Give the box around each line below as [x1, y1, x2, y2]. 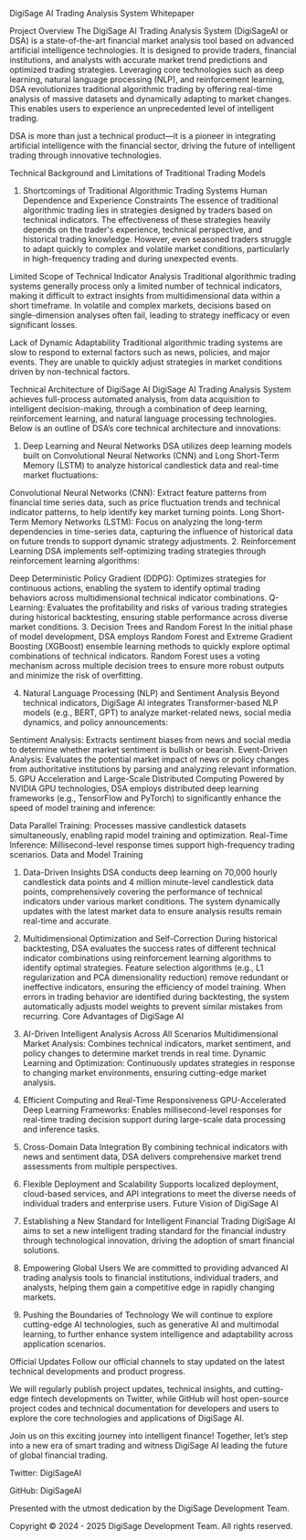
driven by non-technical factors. [9, 366, 131, 377]
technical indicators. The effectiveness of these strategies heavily [22, 215, 271, 225]
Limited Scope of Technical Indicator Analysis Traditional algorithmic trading [9, 271, 297, 281]
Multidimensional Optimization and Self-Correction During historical [22, 933, 278, 944]
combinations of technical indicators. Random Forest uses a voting [9, 650, 260, 661]
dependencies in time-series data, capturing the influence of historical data [9, 526, 294, 537]
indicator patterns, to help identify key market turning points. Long [9, 507, 259, 517]
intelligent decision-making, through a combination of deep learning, [9, 404, 268, 414]
